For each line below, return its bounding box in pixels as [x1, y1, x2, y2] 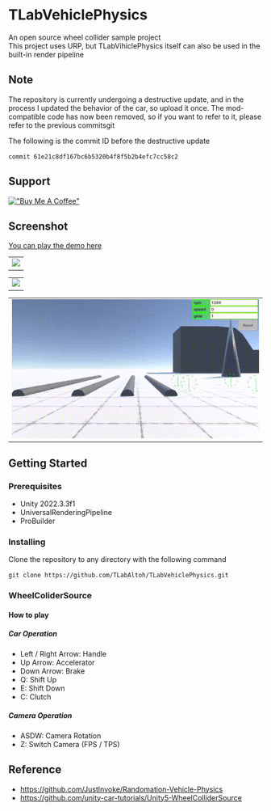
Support [8, 175, 51, 188]
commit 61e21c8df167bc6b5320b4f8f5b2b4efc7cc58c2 [8, 152, 179, 161]
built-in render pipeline [8, 49, 85, 59]
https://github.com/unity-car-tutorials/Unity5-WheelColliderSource [19, 792, 242, 802]
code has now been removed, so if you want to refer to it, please [47, 112, 262, 121]
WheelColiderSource [8, 590, 93, 602]
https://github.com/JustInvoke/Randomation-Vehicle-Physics [19, 784, 223, 794]
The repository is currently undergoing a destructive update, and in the [8, 95, 244, 104]
